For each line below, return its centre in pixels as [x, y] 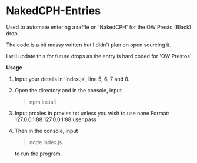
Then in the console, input [46, 131]
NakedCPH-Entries [54, 11]
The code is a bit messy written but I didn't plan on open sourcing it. [89, 45]
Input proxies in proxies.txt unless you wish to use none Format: [92, 113]
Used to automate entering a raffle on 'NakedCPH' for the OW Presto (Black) [99, 27]
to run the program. [38, 154]
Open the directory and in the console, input [68, 90]
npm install [42, 102]
